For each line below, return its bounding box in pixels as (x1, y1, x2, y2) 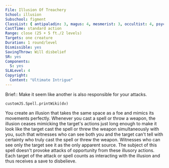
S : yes (10, 63, 24, 68)
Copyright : (5, 73, 28, 78)
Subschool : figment (5, 17, 46, 22)
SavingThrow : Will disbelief (5, 49, 66, 54)
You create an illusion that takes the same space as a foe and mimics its (5, 110, 154, 116)
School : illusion (5, 12, 42, 17)
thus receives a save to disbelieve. (5, 158, 77, 164)
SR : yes (5, 54, 22, 59)
